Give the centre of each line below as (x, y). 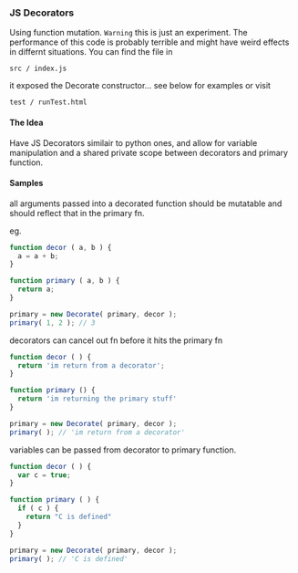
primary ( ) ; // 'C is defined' (69, 558)
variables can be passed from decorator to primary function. (123, 450)
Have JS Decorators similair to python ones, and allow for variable (134, 142)
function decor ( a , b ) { (61, 247)
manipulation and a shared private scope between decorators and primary (149, 152)
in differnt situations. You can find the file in (91, 52)
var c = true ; (44, 475)
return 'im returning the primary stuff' (98, 399)
